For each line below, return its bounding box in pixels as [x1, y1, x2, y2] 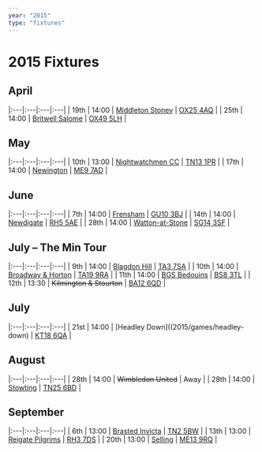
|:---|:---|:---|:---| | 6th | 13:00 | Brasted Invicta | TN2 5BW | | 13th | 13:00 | [8, 427, 251, 436]
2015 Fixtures [8, 53, 100, 71]
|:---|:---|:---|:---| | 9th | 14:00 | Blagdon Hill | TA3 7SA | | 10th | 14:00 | [8, 261, 239, 271]
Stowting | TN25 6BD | [8, 383, 81, 392]
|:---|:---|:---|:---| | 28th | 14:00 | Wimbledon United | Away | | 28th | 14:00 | [8, 374, 255, 383]
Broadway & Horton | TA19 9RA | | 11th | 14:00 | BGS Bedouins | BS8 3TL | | [8, 270, 251, 279]
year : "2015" [8, 11, 51, 20]
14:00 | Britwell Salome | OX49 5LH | [8, 114, 127, 123]
